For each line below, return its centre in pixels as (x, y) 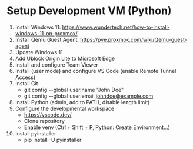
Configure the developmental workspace (65, 108)
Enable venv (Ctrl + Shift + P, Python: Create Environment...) (97, 127)
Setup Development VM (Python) (89, 11)
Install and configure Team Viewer (57, 64)
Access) (25, 77)
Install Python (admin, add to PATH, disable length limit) (82, 102)
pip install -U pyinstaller (53, 140)
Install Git (26, 83)
